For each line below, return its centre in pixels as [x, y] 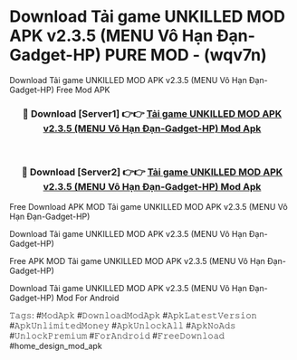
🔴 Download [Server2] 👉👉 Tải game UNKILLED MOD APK [152, 172]
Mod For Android [87, 298]
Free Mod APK [83, 90]
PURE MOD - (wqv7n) [186, 55]
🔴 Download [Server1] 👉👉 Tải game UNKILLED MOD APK [152, 113]
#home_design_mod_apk [56, 346]
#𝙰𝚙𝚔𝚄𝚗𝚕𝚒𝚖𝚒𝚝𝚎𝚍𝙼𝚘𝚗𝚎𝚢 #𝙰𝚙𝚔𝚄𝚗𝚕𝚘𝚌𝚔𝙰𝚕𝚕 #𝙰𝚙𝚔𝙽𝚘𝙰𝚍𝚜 [123, 325]
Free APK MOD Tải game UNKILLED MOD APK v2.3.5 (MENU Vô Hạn [137, 261]
